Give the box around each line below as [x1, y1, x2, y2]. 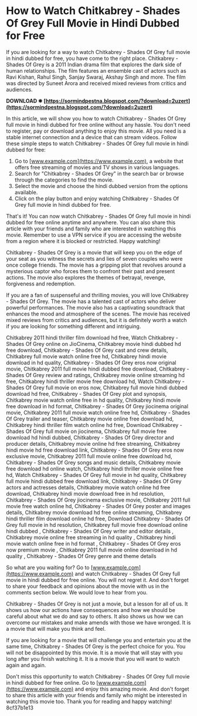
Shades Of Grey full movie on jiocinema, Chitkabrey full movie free [6, 428, 167, 435]
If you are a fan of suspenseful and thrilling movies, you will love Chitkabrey [6, 291, 189, 298]
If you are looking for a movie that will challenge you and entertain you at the [6, 636, 191, 644]
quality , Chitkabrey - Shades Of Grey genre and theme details [6, 552, 157, 559]
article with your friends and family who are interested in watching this [6, 225, 176, 232]
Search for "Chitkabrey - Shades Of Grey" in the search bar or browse [14, 170, 184, 177]
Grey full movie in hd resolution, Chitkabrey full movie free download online [6, 521, 188, 528]
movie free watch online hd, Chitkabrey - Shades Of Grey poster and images [6, 502, 191, 509]
